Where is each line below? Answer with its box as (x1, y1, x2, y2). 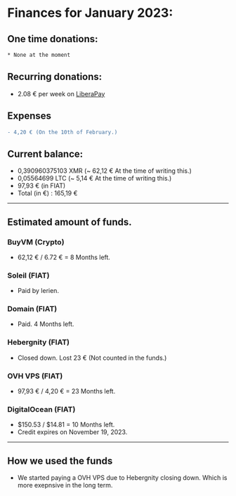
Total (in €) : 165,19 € (17, 189, 78, 197)
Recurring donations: (7, 71, 103, 83)
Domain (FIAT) (7, 304, 58, 314)
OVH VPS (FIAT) (7, 371, 63, 381)
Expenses (7, 110, 51, 122)
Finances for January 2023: (7, 5, 173, 21)
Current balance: (7, 148, 84, 159)
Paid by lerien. (17, 287, 60, 295)
